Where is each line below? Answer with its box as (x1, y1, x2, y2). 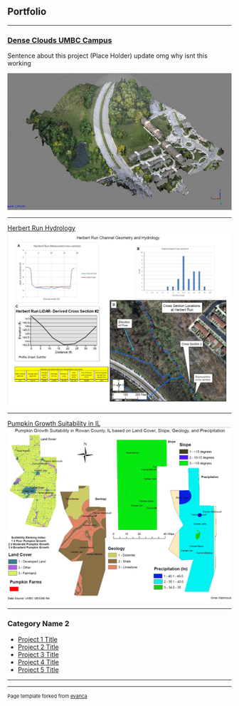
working (7, 59, 32, 68)
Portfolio (7, 6, 47, 18)
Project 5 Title (17, 665, 59, 674)
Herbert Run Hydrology (7, 224, 76, 232)
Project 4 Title (17, 658, 59, 666)
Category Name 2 (7, 619, 70, 629)
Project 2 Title (17, 643, 59, 651)
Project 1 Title (17, 635, 58, 643)
